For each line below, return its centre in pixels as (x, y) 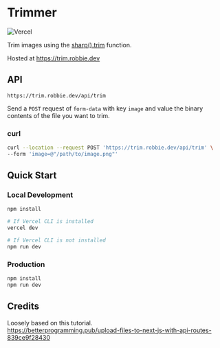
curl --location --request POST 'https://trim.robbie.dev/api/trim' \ (110, 148)
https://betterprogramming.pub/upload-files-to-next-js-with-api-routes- (109, 330)
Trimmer (32, 13)
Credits (23, 306)
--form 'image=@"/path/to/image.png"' (63, 154)
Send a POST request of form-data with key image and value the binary (105, 108)
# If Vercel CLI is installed (51, 222)
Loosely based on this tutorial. (50, 323)
